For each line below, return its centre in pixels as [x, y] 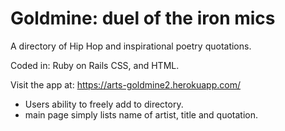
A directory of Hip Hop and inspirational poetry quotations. [131, 46]
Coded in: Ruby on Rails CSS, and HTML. [95, 65]
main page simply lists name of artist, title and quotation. [141, 114]
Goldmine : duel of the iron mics [143, 18]
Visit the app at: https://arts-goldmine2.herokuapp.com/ [125, 84]
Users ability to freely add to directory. [104, 104]
